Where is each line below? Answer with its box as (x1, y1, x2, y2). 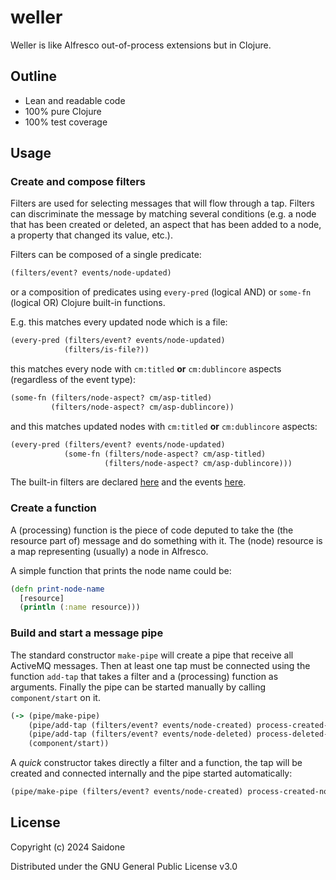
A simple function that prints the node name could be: (10, 564, 232, 576)
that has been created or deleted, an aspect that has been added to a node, (10, 219, 322, 231)
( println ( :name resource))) (19, 602, 141, 613)
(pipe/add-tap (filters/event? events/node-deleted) (28, 729, 253, 740)
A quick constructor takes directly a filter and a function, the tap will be (10, 757, 303, 769)
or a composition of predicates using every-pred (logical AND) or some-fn (10, 286, 312, 298)
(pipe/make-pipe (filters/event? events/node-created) (10, 787, 244, 797)
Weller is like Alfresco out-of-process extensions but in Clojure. (10, 39, 272, 51)
